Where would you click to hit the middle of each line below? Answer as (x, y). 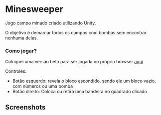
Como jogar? (21, 51)
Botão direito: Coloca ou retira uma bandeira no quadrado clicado (80, 92)
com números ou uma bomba (43, 86)
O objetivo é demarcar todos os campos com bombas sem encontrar (76, 32)
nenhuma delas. (22, 38)
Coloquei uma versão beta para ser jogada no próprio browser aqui (74, 62)
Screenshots (25, 107)
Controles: (16, 71)
